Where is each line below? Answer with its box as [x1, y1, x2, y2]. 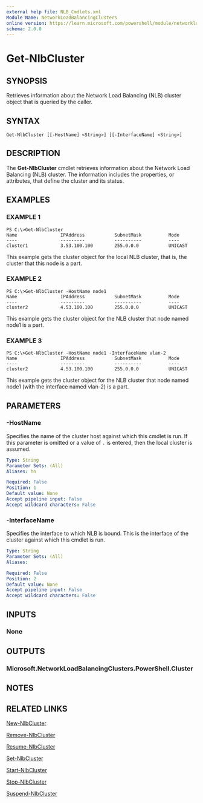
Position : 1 [6, 485, 36, 491]
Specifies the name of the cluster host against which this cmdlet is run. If [6, 432, 188, 439]
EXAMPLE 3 [6, 336, 42, 345]
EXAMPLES [6, 195, 50, 205]
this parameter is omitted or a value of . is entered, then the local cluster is [6, 439, 192, 446]
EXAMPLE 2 [6, 275, 42, 283]
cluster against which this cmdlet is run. [6, 536, 106, 543]
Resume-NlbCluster [6, 742, 56, 750]
